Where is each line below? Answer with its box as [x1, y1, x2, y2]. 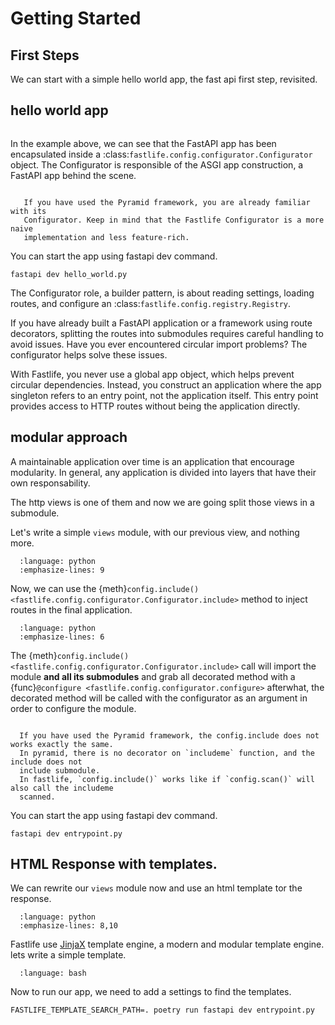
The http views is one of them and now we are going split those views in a [10, 496, 315, 508]
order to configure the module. [10, 702, 137, 714]
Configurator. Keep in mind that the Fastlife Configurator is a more [23, 215, 325, 225]
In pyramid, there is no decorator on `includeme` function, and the [19, 748, 315, 758]
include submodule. [19, 765, 101, 776]
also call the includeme [10, 783, 114, 793]
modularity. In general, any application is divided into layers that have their [10, 466, 317, 478]
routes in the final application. [10, 603, 133, 616]
